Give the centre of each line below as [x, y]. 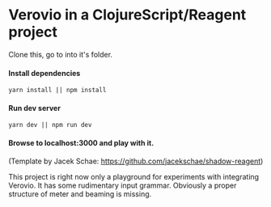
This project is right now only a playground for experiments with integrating [134, 176]
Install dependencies [44, 73]
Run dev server [34, 108]
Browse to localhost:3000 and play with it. [81, 142]
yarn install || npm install [57, 91]
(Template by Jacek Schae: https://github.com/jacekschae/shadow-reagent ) [136, 161]
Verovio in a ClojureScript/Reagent [127, 15]
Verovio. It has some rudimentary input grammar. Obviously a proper [123, 185]
